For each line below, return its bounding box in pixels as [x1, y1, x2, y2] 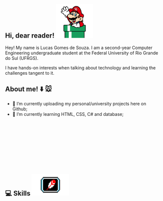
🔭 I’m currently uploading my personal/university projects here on [12, 100, 146, 106]
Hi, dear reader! [5, 32, 54, 40]
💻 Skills [5, 189, 31, 198]
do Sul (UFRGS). [5, 55, 39, 61]
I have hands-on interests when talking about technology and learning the [5, 64, 156, 71]
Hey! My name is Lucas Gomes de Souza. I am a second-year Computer [5, 45, 153, 50]
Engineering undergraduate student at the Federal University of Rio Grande [5, 50, 159, 56]
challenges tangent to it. [5, 70, 54, 76]
